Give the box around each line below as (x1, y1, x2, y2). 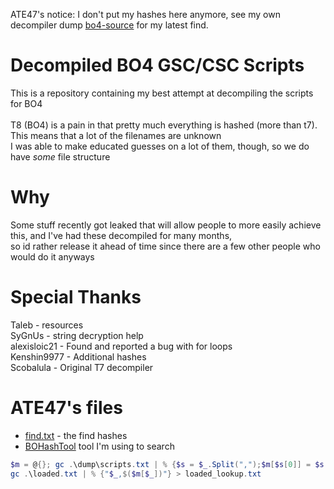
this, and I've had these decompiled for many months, (10, 229, 233, 241)
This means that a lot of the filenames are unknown (10, 129, 222, 141)
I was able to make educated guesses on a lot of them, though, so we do (10, 140, 310, 152)
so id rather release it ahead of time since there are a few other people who (10, 240, 321, 252)
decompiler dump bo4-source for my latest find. (10, 19, 209, 31)
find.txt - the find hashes (24, 429, 128, 441)
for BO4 (10, 97, 43, 109)
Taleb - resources (10, 319, 84, 331)
